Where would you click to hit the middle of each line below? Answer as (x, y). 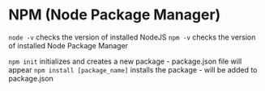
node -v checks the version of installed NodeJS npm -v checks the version (132, 37)
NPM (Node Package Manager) (115, 15)
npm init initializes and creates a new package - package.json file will (125, 61)
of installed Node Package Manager (68, 45)
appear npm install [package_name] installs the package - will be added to (133, 69)
